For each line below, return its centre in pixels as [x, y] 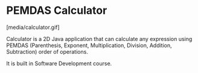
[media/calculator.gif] [33, 27]
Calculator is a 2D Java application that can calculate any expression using [99, 39]
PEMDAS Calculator [57, 11]
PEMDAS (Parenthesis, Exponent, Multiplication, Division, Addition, [89, 45]
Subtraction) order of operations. [47, 51]
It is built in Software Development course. [59, 63]
